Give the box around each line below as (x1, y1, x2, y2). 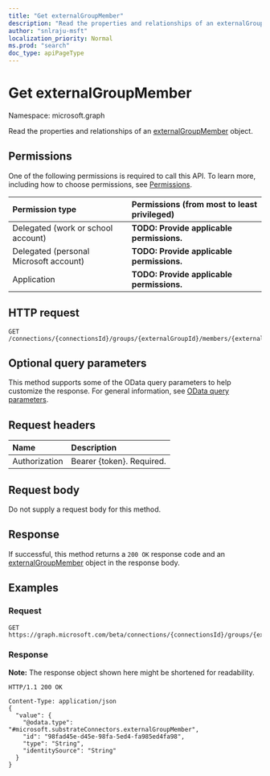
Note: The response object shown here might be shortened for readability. (8, 667, 255, 677)
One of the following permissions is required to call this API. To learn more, (8, 171, 256, 181)
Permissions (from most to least (131, 198, 258, 210)
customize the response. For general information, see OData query (8, 386, 230, 396)
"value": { (15, 711, 52, 720)
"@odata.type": (22, 718, 74, 726)
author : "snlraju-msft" (8, 27, 88, 35)
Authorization (12, 456, 63, 467)
